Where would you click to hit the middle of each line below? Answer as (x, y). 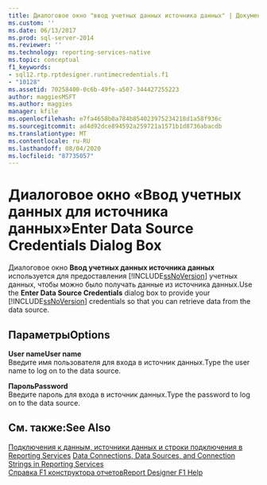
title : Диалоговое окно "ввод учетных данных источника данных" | (120, 15)
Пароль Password (38, 386)
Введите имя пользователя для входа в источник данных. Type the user (129, 362)
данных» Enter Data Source (101, 229)
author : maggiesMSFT (43, 97)
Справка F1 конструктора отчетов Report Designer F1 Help (106, 472)
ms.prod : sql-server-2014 (51, 38)
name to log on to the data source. (65, 371)
